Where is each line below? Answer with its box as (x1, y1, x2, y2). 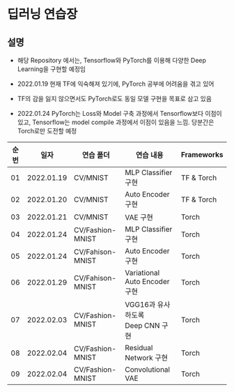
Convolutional (125, 365, 171, 374)
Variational (125, 268, 160, 278)
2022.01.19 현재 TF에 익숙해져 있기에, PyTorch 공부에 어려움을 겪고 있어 (17, 80, 214, 88)
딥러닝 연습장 (7, 6, 78, 22)
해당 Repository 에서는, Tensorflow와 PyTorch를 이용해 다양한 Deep (17, 56, 207, 64)
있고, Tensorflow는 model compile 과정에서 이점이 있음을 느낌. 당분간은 (17, 118, 214, 126)
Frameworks (180, 150, 224, 159)
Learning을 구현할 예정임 (17, 65, 86, 73)
